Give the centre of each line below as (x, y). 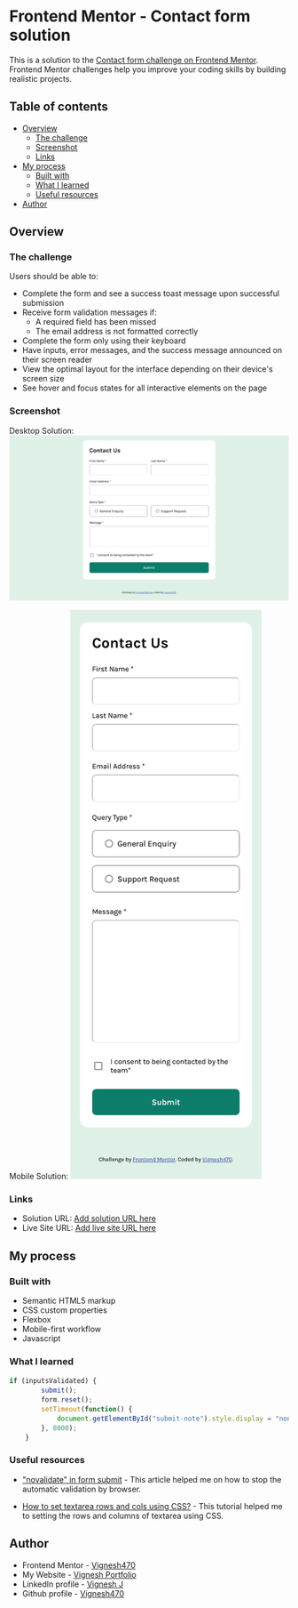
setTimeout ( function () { (87, 1409)
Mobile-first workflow (62, 1329)
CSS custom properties (65, 1310)
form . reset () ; (67, 1400)
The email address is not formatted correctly (117, 332)
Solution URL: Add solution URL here (89, 1218)
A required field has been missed (96, 322)
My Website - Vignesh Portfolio (79, 1574)
